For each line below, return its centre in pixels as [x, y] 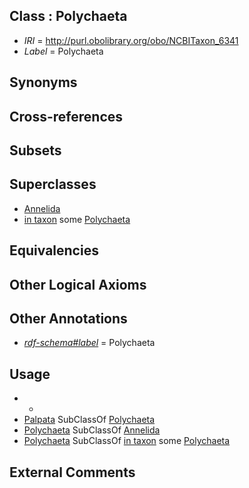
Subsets [35, 150]
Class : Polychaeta [68, 16]
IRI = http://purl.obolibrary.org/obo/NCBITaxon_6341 [131, 40]
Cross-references [66, 116]
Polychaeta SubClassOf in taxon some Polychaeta [127, 441]
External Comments [72, 472]
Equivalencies [54, 250]
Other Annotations [68, 318]
